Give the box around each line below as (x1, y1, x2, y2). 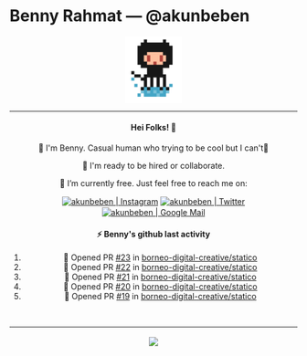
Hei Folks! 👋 (131, 122, 176, 133)
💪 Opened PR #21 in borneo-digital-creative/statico (63, 271, 258, 283)
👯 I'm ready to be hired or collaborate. (81, 160, 226, 171)
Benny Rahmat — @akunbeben (9, 5, 250, 26)
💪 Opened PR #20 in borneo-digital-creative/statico (63, 281, 258, 292)
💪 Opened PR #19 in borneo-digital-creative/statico (63, 291, 258, 302)
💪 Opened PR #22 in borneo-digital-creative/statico (63, 262, 258, 273)
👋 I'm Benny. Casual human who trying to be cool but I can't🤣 (37, 142, 270, 153)
